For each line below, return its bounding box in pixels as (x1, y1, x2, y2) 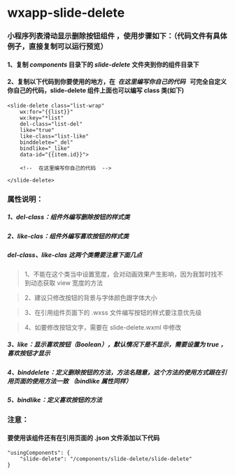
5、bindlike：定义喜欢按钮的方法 (7, 395, 103, 404)
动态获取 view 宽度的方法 (30, 278, 104, 287)
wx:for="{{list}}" (20, 108, 73, 115)
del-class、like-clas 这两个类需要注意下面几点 (7, 251, 143, 259)
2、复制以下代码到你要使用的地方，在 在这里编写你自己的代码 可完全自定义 (7, 78, 227, 86)
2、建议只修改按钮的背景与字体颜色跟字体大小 (24, 293, 157, 302)
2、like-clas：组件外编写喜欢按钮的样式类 (7, 232, 129, 240)
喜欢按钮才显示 (7, 349, 50, 358)
